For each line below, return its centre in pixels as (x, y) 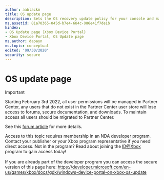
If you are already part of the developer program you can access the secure (81, 162)
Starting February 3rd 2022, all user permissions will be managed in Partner (81, 102)
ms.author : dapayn (24, 41)
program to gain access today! (36, 152)
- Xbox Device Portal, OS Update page (44, 37)
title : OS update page (28, 14)
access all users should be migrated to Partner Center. (60, 117)
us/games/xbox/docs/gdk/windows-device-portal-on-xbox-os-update (76, 172)
